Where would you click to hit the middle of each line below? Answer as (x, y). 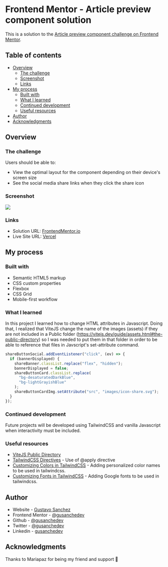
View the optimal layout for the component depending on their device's (86, 172)
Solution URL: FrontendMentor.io (46, 231)
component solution (48, 20)
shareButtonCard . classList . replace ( (53, 373)
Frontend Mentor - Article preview (78, 9)
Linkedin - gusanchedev (38, 531)
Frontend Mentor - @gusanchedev (48, 515)
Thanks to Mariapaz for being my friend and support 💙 (62, 559)
